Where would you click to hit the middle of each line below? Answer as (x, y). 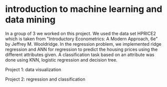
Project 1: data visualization (33, 69)
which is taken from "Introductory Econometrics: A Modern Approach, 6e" (82, 39)
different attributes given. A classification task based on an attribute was (80, 54)
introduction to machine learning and (84, 9)
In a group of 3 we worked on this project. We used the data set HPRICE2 (81, 33)
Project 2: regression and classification (45, 79)
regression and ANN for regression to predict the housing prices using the (81, 49)
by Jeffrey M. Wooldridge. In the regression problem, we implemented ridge (83, 44)
